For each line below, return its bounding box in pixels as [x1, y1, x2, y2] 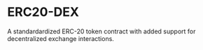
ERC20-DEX [7, 4, 79, 20]
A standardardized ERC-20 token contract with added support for [7, 27, 196, 35]
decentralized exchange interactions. [7, 34, 114, 42]
